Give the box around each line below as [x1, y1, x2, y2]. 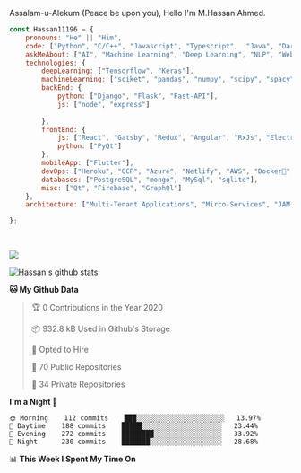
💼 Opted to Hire [30, 345, 90, 355]
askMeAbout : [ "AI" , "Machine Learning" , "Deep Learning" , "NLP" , [25, 49, 275, 59]
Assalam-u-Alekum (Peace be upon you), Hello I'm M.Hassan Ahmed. [9, 8, 266, 18]
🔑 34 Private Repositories [30, 379, 125, 390]
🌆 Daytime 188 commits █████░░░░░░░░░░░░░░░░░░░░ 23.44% [9, 422, 258, 431]
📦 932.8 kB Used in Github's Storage [30, 323, 170, 335]
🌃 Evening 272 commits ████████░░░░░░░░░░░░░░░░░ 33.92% [9, 430, 258, 439]
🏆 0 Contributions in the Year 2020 [30, 302, 164, 313]
